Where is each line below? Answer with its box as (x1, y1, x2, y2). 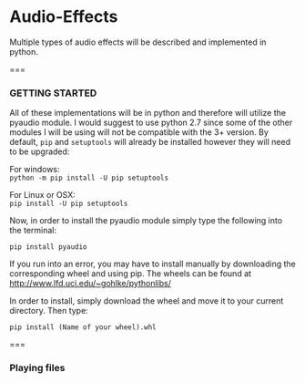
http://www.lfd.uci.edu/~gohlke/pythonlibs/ (9, 278, 171, 289)
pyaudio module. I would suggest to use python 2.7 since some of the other (9, 117, 293, 129)
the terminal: (9, 225, 57, 236)
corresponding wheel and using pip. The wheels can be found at (9, 268, 252, 279)
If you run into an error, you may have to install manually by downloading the (9, 258, 296, 270)
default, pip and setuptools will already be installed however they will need (9, 137, 291, 148)
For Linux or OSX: (9, 190, 76, 201)
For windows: (9, 164, 61, 175)
